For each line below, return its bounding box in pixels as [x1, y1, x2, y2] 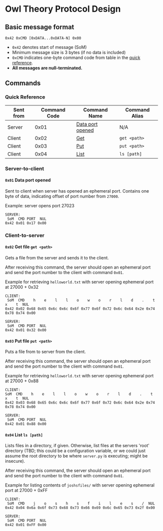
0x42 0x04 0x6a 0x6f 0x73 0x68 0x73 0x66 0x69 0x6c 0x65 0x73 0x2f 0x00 [5, 506, 155, 511]
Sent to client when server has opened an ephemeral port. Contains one [5, 188, 149, 194]
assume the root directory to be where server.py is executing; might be [5, 453, 148, 459]
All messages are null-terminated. [12, 65, 82, 71]
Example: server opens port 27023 [5, 202, 75, 208]
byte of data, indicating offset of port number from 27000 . [5, 193, 119, 199]
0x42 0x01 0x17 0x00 [5, 220, 47, 225]
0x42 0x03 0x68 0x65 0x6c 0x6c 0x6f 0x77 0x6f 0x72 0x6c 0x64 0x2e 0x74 [5, 400, 155, 405]
